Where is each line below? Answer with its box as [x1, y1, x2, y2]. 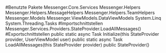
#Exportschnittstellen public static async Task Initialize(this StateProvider [5, 31, 159, 37]
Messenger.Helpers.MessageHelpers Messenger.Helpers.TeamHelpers [5, 10, 155, 16]
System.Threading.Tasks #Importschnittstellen [5, 20, 103, 26]
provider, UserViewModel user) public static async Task [5, 36, 123, 42]
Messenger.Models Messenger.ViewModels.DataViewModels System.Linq [5, 15, 161, 21]
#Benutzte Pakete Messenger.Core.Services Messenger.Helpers [5, 5, 140, 10]
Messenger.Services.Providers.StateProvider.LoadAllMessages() [5, 26, 141, 32]
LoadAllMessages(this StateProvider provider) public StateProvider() [5, 42, 150, 47]
